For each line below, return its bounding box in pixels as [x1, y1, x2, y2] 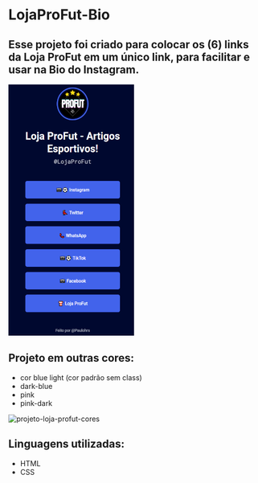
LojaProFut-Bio [8, 6, 110, 24]
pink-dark [19, 398, 53, 407]
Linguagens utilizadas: [8, 437, 125, 451]
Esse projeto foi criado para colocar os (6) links [8, 38, 249, 51]
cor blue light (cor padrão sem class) [19, 372, 142, 383]
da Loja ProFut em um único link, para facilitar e [8, 50, 251, 63]
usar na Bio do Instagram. [8, 63, 139, 76]
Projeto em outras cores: [8, 351, 135, 365]
